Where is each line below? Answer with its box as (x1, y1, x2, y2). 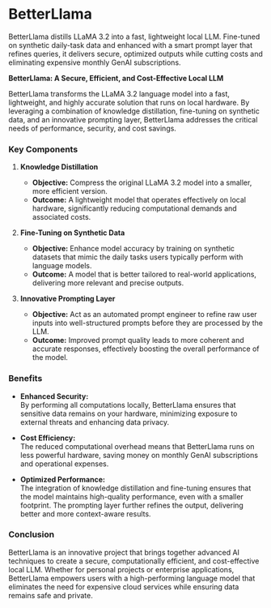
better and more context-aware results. (19, 508, 151, 519)
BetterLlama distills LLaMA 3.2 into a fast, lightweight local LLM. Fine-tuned (8, 32, 260, 41)
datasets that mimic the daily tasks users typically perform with (32, 252, 243, 262)
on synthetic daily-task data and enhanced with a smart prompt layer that (8, 40, 253, 49)
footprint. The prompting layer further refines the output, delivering (19, 500, 244, 510)
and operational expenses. (19, 459, 109, 469)
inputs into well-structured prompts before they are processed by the (32, 318, 263, 328)
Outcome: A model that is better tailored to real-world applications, (32, 269, 257, 280)
